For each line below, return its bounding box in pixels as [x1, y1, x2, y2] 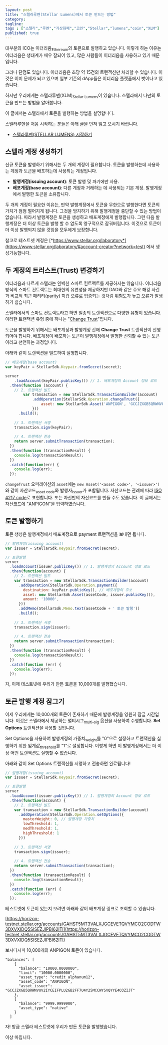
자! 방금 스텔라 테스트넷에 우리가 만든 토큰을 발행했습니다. [5, 1023, 117, 1030]
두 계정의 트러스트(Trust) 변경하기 [5, 266, 104, 275]
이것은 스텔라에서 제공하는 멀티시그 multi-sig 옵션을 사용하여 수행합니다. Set [15, 718, 161, 725]
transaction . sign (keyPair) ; [14, 425, 72, 430]
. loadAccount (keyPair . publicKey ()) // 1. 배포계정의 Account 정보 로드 [14, 378, 157, 383]
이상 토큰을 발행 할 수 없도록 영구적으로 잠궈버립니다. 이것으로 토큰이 [27, 221, 161, 227]
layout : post [5, 7, 32, 13]
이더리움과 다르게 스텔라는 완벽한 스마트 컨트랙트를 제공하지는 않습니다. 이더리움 [5, 280, 161, 286]
